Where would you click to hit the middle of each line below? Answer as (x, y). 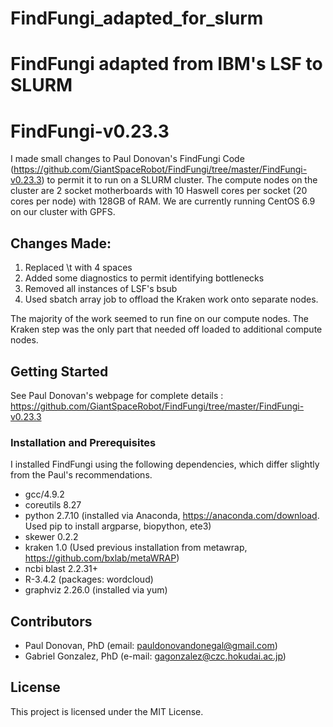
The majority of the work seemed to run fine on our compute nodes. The (159, 319)
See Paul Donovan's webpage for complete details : (117, 395)
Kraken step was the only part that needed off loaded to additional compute (166, 329)
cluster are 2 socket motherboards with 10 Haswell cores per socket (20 (159, 191)
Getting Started (59, 371)
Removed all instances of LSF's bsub (101, 289)
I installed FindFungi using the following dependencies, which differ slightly (165, 464)
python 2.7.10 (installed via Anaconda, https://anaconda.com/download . (172, 516)
